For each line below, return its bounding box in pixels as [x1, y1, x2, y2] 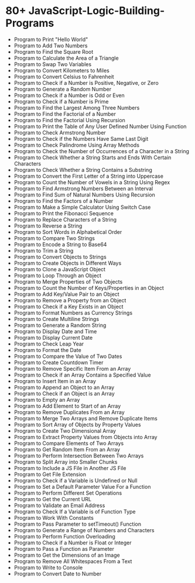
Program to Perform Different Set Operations [13, 489, 122, 496]
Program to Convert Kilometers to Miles [13, 67, 110, 74]
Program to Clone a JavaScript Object [13, 265, 106, 272]
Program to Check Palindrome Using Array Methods [13, 142, 140, 149]
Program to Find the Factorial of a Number [13, 110, 117, 118]
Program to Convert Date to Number [13, 570, 102, 577]
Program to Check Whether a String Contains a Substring [13, 166, 153, 173]
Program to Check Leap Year [13, 340, 84, 347]
